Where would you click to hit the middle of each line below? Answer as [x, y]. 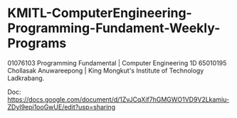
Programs [37, 43]
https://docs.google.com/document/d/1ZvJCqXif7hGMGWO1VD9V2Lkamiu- [118, 99]
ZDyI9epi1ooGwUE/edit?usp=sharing [62, 107]
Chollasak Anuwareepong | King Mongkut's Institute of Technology [106, 70]
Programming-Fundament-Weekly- [114, 28]
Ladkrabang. [26, 78]
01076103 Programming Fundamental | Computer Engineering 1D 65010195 [117, 63]
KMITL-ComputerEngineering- [100, 13]
